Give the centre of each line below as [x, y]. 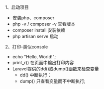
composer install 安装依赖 [39, 30]
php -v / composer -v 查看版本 [44, 24]
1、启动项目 [17, 7]
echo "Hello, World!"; [34, 57]
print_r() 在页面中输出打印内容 [43, 63]
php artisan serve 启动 [35, 36]
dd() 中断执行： [36, 75]
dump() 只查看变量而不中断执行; [52, 81]
